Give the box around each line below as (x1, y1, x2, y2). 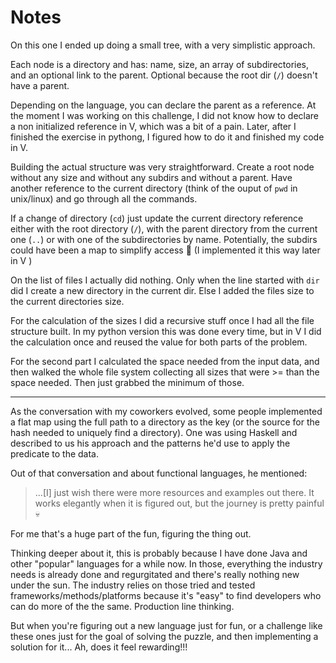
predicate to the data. (10, 447, 99, 460)
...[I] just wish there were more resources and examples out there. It (34, 486, 315, 498)
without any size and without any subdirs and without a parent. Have (10, 171, 293, 183)
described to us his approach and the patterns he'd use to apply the (10, 437, 291, 449)
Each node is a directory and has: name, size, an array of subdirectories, (10, 58, 310, 70)
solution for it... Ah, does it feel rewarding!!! (10, 641, 188, 653)
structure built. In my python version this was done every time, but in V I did (10, 325, 322, 337)
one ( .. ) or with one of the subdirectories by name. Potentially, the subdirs (10, 233, 318, 245)
